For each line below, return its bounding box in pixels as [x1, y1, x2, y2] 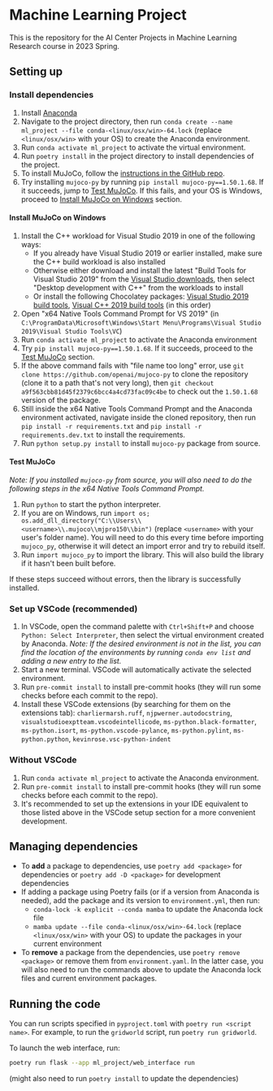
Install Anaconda [20, 107, 78, 117]
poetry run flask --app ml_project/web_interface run [9, 1059, 196, 1067]
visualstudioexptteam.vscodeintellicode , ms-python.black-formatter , [20, 717, 257, 727]
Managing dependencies [9, 840, 139, 853]
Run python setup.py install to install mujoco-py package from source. [20, 438, 261, 448]
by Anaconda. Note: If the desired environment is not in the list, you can [20, 639, 262, 648]
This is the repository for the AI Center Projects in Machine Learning [9, 33, 237, 42]
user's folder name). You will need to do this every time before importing [20, 533, 264, 543]
